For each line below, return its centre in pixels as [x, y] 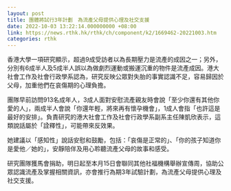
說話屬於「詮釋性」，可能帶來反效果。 [66, 126]
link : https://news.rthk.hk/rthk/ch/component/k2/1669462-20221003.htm [112, 33]
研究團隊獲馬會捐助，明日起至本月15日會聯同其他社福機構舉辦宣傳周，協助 [112, 164]
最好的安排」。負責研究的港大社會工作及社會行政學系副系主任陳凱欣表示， [111, 117]
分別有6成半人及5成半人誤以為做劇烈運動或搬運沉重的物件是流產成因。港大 [113, 68]
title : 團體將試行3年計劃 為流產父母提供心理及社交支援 [78, 20]
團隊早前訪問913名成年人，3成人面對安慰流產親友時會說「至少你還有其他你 [113, 100]
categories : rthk [32, 39]
